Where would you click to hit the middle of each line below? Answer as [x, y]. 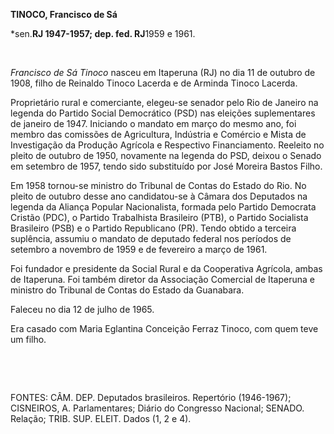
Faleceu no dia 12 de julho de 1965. [82, 309]
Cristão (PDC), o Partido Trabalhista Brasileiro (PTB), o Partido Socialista [159, 217]
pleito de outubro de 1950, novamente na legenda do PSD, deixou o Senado [166, 155]
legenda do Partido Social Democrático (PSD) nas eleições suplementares [163, 113]
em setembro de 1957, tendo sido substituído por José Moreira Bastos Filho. [166, 166]
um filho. [28, 339]
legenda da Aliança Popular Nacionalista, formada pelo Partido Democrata [163, 207]
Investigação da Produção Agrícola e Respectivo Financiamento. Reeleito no [167, 145]
